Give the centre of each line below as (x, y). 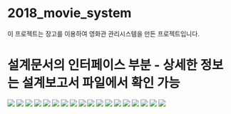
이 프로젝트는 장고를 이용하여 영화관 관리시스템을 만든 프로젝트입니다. (103, 33)
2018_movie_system (70, 13)
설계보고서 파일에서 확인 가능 (101, 83)
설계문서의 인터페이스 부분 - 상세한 (103, 65)
